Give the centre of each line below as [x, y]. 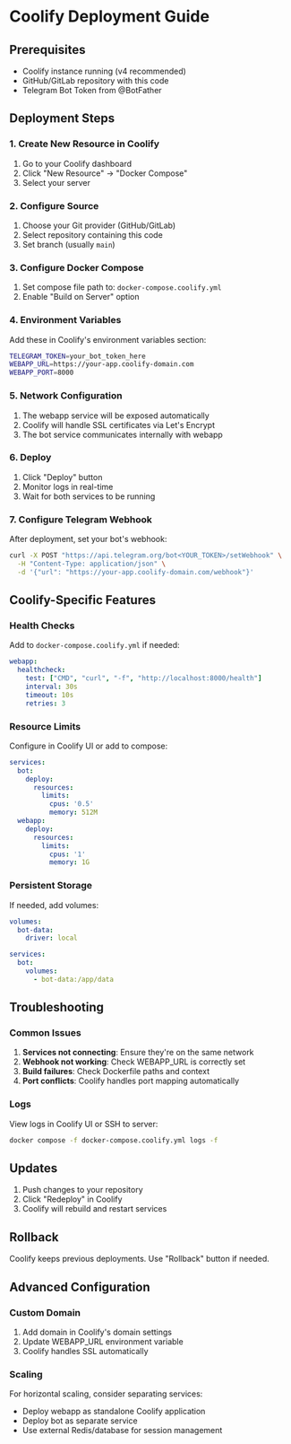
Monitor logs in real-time [68, 486]
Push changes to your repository [82, 1190]
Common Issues [46, 1033]
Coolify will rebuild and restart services [94, 1209]
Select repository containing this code [92, 234]
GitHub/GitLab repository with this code [95, 81]
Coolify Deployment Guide [110, 17]
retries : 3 [46, 703]
